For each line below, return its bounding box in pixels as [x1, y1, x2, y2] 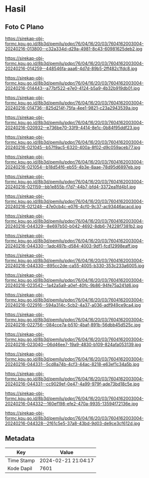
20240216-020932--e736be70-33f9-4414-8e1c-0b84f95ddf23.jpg [5, 125, 140, 131]
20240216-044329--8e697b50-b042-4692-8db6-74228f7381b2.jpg [5, 223, 143, 229]
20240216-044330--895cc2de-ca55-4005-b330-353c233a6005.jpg [5, 263, 144, 268]
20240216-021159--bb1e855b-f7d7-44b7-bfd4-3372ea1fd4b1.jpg [5, 184, 136, 190]
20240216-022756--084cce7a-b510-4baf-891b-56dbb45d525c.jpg [5, 322, 141, 328]
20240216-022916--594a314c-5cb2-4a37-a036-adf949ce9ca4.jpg [5, 302, 141, 308]
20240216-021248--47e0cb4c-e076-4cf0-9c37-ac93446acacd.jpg [5, 204, 141, 209]
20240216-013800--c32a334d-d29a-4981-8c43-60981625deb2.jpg [5, 46, 143, 51]
